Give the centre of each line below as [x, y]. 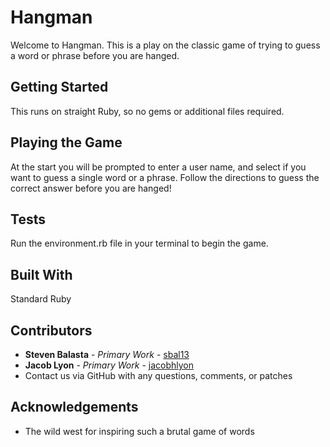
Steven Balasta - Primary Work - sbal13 [107, 354]
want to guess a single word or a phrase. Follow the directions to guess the [165, 177]
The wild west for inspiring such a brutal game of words [139, 431]
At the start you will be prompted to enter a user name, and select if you [158, 167]
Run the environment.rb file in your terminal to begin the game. [139, 243]
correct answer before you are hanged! [91, 188]
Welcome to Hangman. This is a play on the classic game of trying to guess [165, 45]
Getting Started [59, 87]
